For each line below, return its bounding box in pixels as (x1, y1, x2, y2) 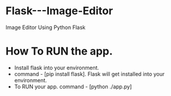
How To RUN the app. (5, 44, 113, 58)
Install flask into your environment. (14, 64, 100, 71)
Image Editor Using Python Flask (5, 24, 86, 31)
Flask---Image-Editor (5, 4, 113, 18)
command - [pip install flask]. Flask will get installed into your (14, 70, 165, 78)
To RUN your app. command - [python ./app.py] (14, 83, 132, 90)
